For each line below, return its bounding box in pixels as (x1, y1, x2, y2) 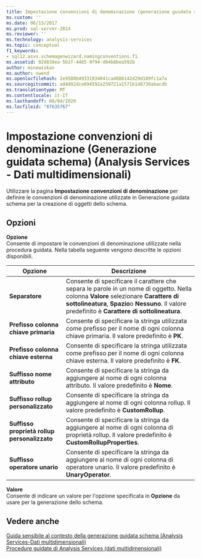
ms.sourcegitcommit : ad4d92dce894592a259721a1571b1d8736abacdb (6, 82, 167, 88)
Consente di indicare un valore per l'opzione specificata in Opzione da (6, 493, 181, 500)
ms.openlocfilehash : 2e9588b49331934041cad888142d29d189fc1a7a (6, 76, 167, 82)
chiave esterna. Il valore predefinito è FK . (65, 356, 181, 365)
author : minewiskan (6, 64, 55, 71)
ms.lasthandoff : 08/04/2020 (6, 98, 77, 104)
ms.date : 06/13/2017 (6, 20, 58, 26)
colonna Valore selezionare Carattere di (65, 292, 179, 301)
